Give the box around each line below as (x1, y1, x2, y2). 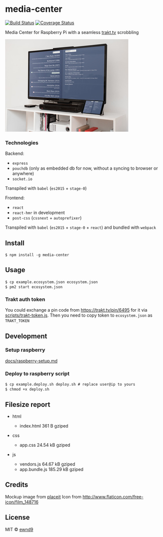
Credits (5, 481, 29, 489)
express (12, 161, 28, 166)
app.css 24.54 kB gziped (19, 442, 70, 448)
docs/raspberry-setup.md (5, 358, 58, 363)
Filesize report (5, 400, 51, 409)
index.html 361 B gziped (19, 423, 68, 429)
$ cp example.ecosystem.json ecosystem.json (5, 280, 98, 285)
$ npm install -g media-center (5, 252, 69, 257)
